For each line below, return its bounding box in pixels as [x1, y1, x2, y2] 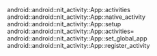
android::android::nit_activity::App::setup [7, 20, 122, 28]
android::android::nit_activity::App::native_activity [7, 13, 145, 21]
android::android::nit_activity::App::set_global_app [7, 34, 147, 43]
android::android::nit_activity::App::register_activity [7, 42, 150, 49]
